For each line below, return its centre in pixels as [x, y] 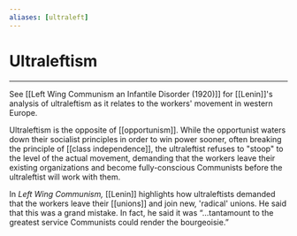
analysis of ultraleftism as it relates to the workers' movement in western [141, 103]
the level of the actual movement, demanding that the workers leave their [142, 158]
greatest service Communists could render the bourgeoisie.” [119, 222]
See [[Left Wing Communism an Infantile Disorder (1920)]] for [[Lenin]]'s [141, 94]
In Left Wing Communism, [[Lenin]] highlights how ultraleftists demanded [142, 194]
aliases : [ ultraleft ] [49, 17]
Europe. [23, 112]
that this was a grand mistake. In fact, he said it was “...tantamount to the [141, 212]
